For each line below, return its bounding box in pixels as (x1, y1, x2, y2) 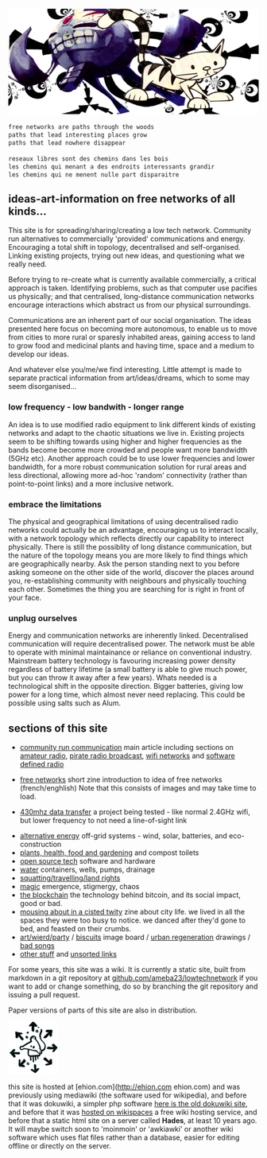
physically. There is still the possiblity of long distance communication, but (8, 542, 253, 552)
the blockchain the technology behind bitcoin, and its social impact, (19, 890, 241, 900)
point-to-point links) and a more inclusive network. (8, 479, 175, 488)
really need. (8, 259, 48, 269)
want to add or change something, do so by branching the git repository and (8, 981, 258, 991)
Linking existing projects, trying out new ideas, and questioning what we (8, 251, 245, 261)
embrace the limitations (8, 499, 102, 510)
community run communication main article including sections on (19, 743, 234, 752)
